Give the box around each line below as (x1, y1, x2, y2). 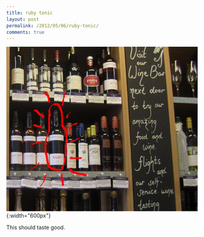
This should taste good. (6, 224, 66, 231)
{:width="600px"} (6, 212, 52, 219)
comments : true (6, 29, 45, 35)
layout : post (6, 16, 39, 22)
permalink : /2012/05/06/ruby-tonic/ (6, 22, 99, 29)
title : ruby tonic (6, 10, 53, 16)
